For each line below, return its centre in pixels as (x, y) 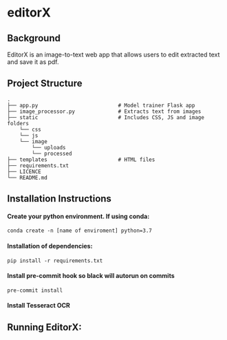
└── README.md (28, 178)
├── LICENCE (24, 171)
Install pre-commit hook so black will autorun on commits (91, 276)
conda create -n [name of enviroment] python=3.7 (80, 231)
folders (18, 123)
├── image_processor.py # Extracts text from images (104, 111)
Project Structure (45, 84)
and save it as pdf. (33, 62)
